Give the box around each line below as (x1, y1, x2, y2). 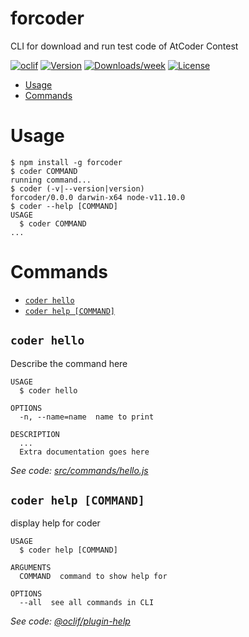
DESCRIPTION (10, 429, 60, 439)
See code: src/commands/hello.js (10, 464, 149, 476)
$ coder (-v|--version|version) (10, 183, 145, 194)
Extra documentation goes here (19, 447, 150, 457)
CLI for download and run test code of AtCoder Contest (10, 40, 239, 52)
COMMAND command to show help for (19, 572, 168, 582)
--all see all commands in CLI (19, 598, 155, 608)
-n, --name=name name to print (19, 412, 155, 422)
